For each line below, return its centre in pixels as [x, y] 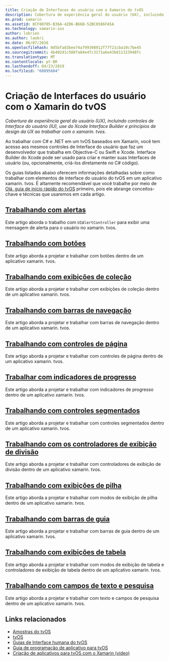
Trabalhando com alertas [46, 210]
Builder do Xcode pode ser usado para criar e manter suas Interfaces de [80, 157]
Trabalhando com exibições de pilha [64, 485]
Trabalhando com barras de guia [57, 519]
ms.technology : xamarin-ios [35, 29]
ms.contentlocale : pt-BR [31, 62]
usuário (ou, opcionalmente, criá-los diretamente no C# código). [72, 163]
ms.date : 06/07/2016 [27, 43]
